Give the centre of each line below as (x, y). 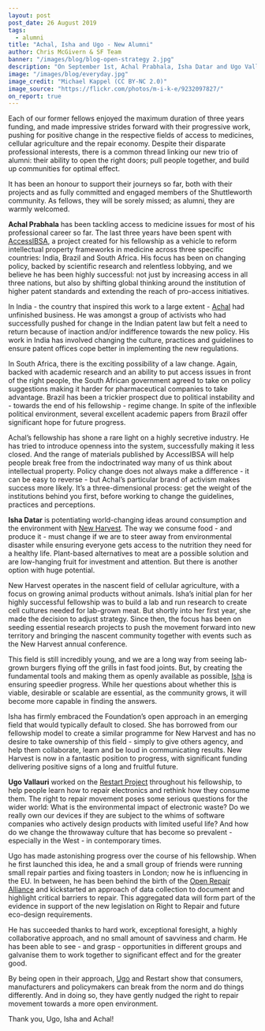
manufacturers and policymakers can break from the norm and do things (126, 987)
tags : (17, 30)
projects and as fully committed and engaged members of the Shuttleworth (130, 192)
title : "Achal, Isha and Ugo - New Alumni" (81, 45)
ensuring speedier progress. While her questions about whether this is (122, 685)
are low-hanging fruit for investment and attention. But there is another (123, 562)
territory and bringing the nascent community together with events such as (130, 636)
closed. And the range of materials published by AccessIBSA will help (121, 455)
